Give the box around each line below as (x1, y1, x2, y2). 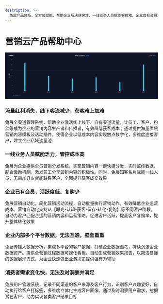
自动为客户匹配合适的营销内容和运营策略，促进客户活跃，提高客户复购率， (5, 212, 154, 218)
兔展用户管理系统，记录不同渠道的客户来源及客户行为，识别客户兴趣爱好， (5, 281, 154, 287)
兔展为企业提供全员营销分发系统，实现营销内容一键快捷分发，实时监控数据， (5, 163, 158, 169)
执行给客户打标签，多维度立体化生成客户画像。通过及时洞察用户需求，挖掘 (9, 287, 158, 293)
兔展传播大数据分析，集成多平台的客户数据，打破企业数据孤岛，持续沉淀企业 (5, 244, 158, 250)
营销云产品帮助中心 (5, 36, 82, 47)
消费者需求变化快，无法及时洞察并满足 (5, 270, 95, 276)
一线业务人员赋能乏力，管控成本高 (5, 151, 85, 158)
